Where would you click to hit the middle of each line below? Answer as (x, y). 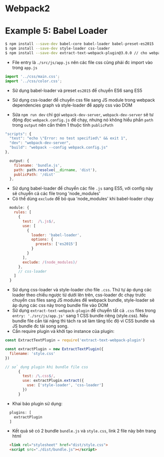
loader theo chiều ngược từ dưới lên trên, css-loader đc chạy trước (79, 295)
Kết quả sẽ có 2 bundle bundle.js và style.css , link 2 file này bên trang (84, 431)
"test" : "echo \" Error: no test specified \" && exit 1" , (69, 138)
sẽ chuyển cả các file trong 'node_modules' (56, 194)
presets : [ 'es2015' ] (57, 244)
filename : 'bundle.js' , (38, 165)
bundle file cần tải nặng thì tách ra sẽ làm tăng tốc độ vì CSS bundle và (83, 321)
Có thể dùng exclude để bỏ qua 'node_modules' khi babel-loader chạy (83, 199)
